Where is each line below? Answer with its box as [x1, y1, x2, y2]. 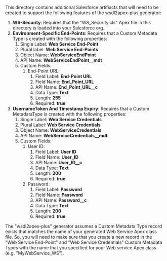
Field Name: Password [35, 192, 83, 198]
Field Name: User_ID [35, 154, 79, 160]
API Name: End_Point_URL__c [35, 84, 98, 90]
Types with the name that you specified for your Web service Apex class [5, 245, 157, 250]
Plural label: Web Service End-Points [20, 47, 99, 52]
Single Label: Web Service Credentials [20, 117, 102, 122]
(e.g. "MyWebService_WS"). [5, 250, 64, 256]
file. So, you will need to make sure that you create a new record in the [5, 234, 152, 240]
